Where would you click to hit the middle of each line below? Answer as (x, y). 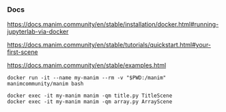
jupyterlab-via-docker (38, 31)
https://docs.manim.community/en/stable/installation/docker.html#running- (113, 25)
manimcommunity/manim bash (45, 84)
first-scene (23, 52)
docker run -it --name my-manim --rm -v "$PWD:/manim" (87, 78)
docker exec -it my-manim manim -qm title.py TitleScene (90, 96)
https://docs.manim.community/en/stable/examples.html (87, 66)
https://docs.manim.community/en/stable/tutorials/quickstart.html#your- (109, 45)
